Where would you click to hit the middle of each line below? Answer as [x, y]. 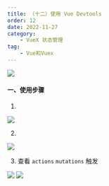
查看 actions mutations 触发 [58, 161]
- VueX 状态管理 [41, 40]
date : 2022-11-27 [33, 27]
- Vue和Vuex [37, 54]
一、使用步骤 [26, 90]
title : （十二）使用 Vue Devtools [54, 14]
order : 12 [22, 21]
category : [22, 34]
